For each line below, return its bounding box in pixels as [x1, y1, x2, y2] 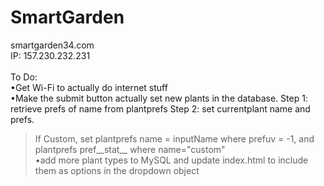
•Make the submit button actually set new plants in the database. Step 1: [10, 92, 308, 104]
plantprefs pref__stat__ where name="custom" [34, 143, 226, 155]
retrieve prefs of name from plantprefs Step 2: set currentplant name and [10, 102, 311, 115]
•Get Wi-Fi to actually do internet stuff [10, 81, 168, 93]
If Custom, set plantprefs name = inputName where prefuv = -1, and [34, 132, 315, 145]
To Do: [10, 71, 38, 83]
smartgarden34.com [10, 39, 95, 51]
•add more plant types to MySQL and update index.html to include [34, 154, 309, 166]
